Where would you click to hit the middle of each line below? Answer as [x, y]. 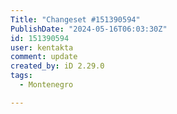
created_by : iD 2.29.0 [57, 66]
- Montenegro [46, 85]
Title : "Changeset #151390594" [75, 19]
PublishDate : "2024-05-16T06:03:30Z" [89, 29]
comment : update [44, 57]
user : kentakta [42, 47]
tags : [21, 76]
